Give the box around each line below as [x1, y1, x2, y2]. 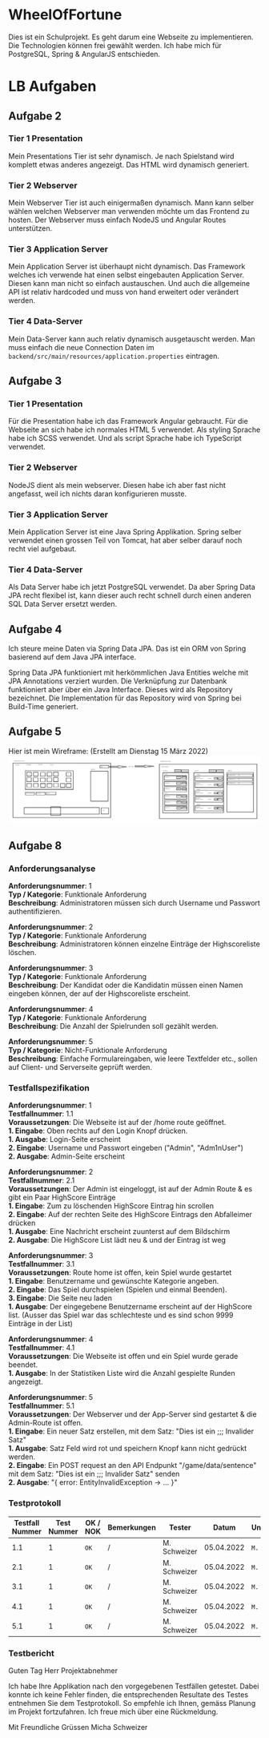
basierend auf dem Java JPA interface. [8, 652, 137, 662]
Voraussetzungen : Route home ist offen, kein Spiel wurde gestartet [8, 1268, 232, 1277]
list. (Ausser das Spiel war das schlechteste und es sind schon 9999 [8, 1310, 234, 1320]
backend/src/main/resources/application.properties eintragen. [8, 351, 220, 361]
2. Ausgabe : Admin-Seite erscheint [8, 1151, 126, 1161]
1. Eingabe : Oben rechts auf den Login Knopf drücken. [8, 1126, 188, 1135]
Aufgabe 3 [8, 374, 62, 388]
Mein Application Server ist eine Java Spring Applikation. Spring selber [8, 526, 242, 536]
